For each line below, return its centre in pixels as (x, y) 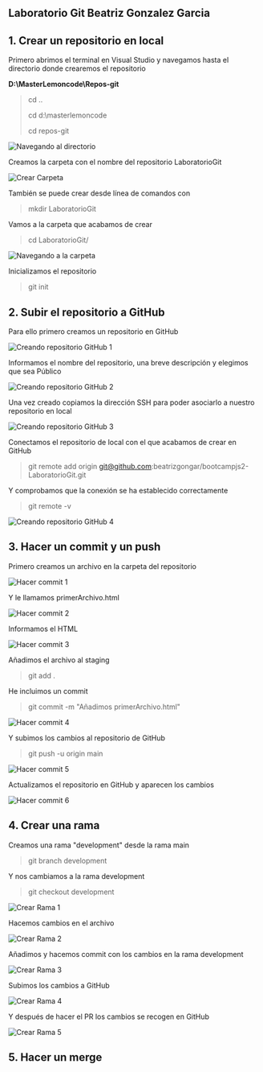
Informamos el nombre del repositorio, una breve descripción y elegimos (128, 363)
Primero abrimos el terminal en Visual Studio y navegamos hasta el (119, 60)
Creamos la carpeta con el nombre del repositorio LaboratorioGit (115, 162)
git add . (42, 675)
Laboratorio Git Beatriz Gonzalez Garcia (109, 13)
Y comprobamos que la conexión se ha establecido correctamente (118, 491)
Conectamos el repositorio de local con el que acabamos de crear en (122, 443)
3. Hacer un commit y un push (85, 547)
